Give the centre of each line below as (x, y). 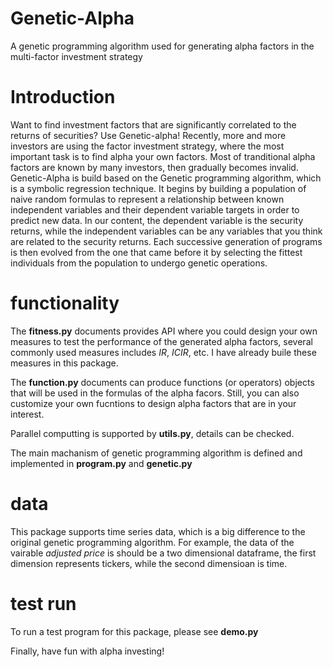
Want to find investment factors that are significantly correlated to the (153, 124)
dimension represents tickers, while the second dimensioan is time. (149, 563)
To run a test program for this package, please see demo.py (134, 631)
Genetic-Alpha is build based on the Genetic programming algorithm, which (166, 178)
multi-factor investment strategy (76, 56)
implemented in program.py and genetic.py (101, 463)
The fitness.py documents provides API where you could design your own (164, 331)
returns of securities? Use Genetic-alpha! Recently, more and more (148, 135)
